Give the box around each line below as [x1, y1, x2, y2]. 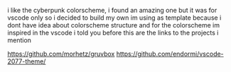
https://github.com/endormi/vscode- [116, 49, 224, 58]
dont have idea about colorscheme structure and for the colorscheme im [7, 21, 220, 29]
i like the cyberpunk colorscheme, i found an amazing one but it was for [7, 6, 217, 14]
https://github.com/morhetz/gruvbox [7, 49, 115, 58]
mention [7, 36, 32, 44]
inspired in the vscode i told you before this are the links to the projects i [7, 28, 219, 37]
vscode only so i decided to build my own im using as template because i [7, 13, 222, 22]
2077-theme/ [7, 57, 46, 66]
